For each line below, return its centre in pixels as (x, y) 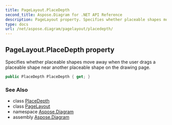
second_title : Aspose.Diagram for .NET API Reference (64, 15)
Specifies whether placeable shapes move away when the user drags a (81, 62)
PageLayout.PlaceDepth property (60, 50)
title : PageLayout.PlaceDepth (38, 10)
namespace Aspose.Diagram (43, 112)
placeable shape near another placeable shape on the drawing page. (78, 67)
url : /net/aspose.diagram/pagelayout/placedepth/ (59, 29)
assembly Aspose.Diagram (41, 117)
